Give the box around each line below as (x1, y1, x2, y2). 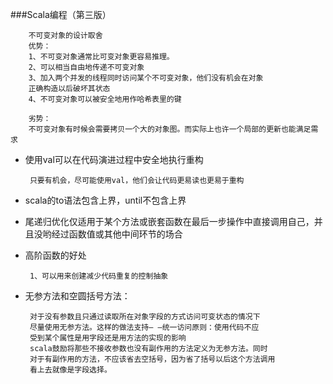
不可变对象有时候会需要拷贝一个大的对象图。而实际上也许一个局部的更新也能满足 (28, 124, 312, 134)
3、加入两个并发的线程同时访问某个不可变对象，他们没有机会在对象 (28, 73, 264, 83)
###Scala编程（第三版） (10, 9, 112, 20)
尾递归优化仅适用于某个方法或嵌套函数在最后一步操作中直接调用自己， (24, 216, 315, 227)
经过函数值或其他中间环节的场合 (51, 228, 183, 240)
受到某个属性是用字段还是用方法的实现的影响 (29, 333, 187, 343)
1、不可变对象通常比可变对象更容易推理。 (28, 52, 175, 62)
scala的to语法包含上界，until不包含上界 (24, 194, 187, 206)
